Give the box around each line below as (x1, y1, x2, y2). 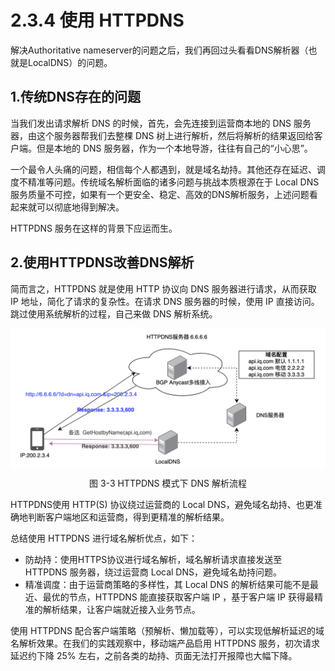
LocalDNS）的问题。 (27, 56, 113, 68)
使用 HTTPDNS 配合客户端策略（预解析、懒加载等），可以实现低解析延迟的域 (10, 625, 325, 637)
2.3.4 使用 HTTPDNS (10, 9, 185, 32)
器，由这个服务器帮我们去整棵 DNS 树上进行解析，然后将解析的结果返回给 (10, 129, 315, 141)
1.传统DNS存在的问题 (10, 89, 141, 106)
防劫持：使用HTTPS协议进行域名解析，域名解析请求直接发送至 (24, 554, 283, 566)
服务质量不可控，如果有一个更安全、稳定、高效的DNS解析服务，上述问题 (10, 188, 310, 200)
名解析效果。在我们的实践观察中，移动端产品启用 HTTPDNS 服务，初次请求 (10, 637, 320, 650)
